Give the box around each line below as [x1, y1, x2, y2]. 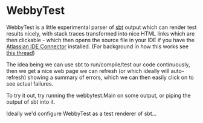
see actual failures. [6, 80, 54, 87]
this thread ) [6, 49, 35, 56]
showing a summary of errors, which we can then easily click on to [27, 74, 195, 81]
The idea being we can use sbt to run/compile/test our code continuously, [6, 61, 190, 68]
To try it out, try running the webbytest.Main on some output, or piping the [6, 92, 192, 99]
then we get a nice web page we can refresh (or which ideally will [6, 67, 170, 74]
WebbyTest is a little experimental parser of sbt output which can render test [6, 24, 197, 31]
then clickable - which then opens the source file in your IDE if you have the [6, 36, 195, 43]
